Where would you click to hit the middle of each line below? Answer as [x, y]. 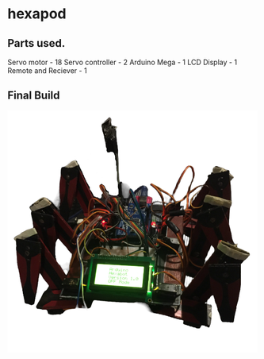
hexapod [37, 14]
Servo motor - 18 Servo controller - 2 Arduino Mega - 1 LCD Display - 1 [122, 62]
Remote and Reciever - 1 [48, 71]
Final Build [34, 96]
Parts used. [36, 43]
